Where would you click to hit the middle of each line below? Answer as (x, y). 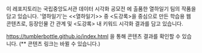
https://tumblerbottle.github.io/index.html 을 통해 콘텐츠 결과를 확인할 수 (93, 36)
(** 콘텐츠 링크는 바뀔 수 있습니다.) (60, 44)
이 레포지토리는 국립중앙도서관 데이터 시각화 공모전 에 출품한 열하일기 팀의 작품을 (101, 9)
